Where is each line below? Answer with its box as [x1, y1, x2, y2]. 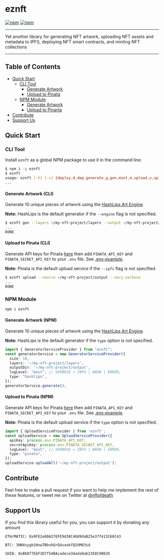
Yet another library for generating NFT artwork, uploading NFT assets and [5, 33, 154, 40]
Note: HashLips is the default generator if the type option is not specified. [5, 337, 153, 343]
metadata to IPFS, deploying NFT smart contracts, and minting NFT [5, 39, 141, 44]
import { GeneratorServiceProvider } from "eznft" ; [5, 347, 112, 352]
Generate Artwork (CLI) [5, 190, 54, 196]
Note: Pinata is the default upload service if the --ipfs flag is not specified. [5, 265, 157, 271]
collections [5, 44, 27, 50]
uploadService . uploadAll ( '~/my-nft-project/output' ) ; [5, 460, 117, 466]
